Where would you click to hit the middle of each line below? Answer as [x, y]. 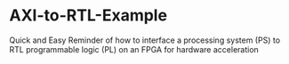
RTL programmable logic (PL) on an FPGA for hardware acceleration [134, 49]
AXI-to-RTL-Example [88, 16]
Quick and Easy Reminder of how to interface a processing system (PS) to [145, 40]
